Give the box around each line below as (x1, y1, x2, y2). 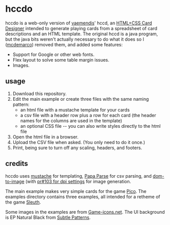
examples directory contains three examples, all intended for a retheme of (5, 193, 160, 200)
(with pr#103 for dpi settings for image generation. (25, 178, 131, 184)
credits (5, 159, 29, 168)
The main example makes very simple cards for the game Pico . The (5, 188, 147, 194)
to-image (5, 178, 24, 184)
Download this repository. (12, 90, 67, 97)
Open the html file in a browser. (12, 133, 79, 140)
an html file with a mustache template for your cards (20, 106, 130, 112)
